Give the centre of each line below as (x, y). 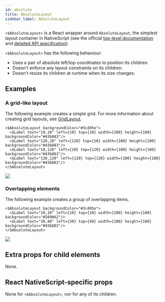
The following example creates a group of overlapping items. (67, 200)
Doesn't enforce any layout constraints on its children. (67, 68)
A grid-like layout (27, 103)
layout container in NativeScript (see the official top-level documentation (79, 38)
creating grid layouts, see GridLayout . (43, 119)
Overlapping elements (32, 189)
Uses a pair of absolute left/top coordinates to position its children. (80, 63)
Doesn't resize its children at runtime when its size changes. (74, 73)
